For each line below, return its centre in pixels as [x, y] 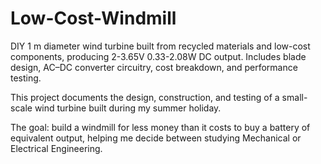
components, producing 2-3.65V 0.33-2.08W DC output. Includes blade [158, 56]
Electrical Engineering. [56, 148]
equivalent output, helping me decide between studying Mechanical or [156, 138]
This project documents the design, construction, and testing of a [145, 97]
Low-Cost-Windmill [93, 18]
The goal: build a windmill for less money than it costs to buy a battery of [160, 127]
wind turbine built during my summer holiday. [128, 108]
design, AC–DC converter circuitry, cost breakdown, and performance [154, 67]
